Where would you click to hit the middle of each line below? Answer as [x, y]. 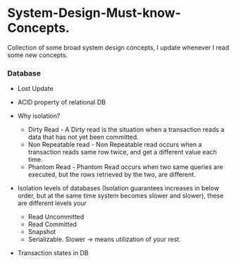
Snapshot [42, 232]
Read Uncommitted [56, 217]
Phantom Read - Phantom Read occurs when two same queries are [125, 167]
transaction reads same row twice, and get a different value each [122, 152]
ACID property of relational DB [61, 102]
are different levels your [52, 203]
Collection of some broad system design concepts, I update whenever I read [118, 47]
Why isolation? [39, 116]
